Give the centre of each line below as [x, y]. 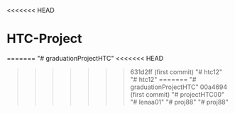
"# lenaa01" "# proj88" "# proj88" [179, 102]
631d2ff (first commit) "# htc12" [176, 72]
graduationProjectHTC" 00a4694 [179, 87]
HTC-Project [44, 39]
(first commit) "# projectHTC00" [177, 94]
